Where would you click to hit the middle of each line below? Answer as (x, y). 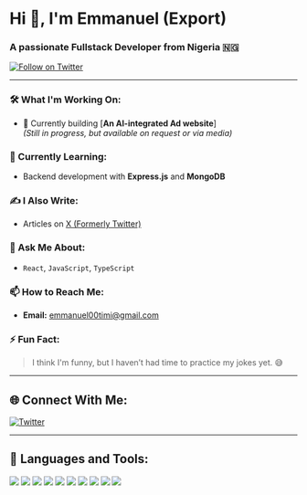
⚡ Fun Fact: (35, 339)
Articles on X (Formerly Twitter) (82, 224)
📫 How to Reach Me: (57, 291)
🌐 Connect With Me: (69, 400)
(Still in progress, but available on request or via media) (127, 132)
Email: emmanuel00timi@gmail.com (91, 315)
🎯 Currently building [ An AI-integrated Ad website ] (120, 123)
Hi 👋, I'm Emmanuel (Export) (118, 19)
